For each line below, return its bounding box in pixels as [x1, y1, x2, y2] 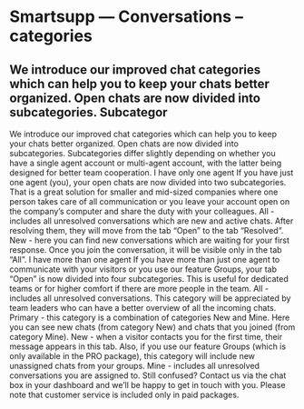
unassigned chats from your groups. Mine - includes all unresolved [9, 361, 260, 371]
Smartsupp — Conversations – [9, 6, 243, 27]
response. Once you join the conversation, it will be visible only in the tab [9, 244, 283, 255]
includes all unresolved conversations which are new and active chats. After [9, 215, 294, 226]
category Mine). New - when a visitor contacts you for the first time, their [9, 332, 283, 342]
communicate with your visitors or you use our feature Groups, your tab [9, 264, 278, 274]
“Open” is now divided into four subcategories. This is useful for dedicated [9, 274, 289, 284]
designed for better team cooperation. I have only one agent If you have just [9, 167, 294, 178]
